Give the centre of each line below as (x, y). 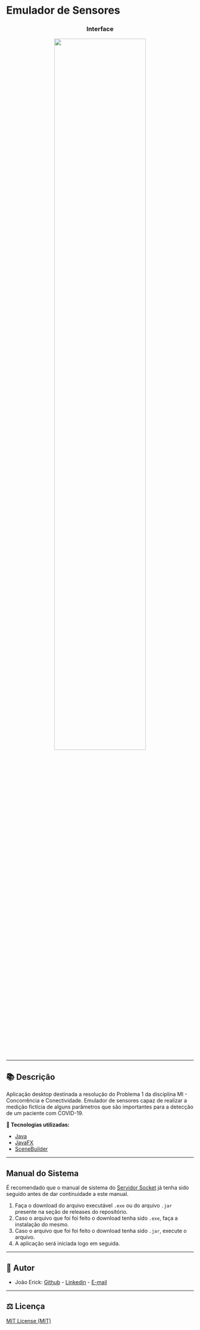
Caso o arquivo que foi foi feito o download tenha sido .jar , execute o (101, 1231)
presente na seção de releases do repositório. (71, 1212)
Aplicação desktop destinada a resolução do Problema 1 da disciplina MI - (97, 1094)
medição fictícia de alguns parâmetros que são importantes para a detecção (100, 1107)
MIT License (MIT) (29, 1320)
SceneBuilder (31, 1149)
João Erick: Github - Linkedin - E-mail (61, 1282)
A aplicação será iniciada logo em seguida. (67, 1244)
